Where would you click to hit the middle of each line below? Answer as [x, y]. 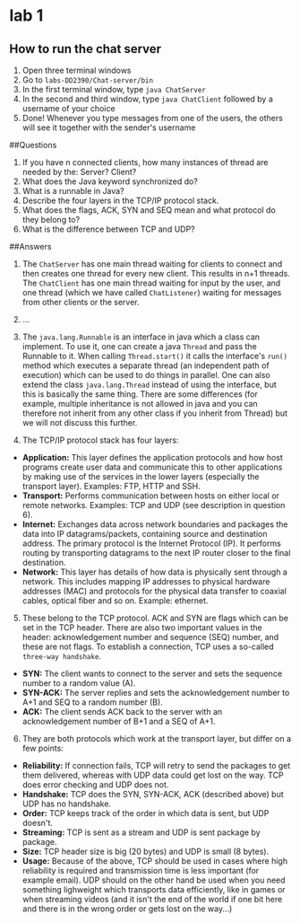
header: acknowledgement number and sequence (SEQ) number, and [150, 637]
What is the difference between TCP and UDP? [108, 229]
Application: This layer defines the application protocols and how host [153, 457]
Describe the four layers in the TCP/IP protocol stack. [120, 200]
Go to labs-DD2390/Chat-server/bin [88, 80]
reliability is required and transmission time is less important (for [141, 870]
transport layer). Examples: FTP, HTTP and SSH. [111, 486]
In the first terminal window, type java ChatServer [114, 89]
